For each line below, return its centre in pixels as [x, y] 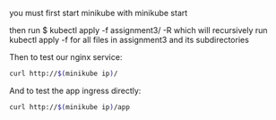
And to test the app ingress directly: [75, 90]
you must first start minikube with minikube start [99, 13]
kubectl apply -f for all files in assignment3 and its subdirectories [129, 40]
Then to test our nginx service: [66, 57]
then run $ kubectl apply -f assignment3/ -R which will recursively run [138, 30]
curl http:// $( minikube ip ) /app [69, 107]
